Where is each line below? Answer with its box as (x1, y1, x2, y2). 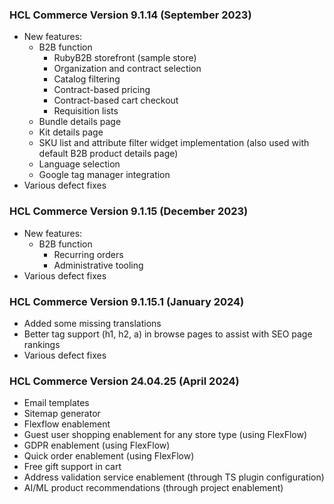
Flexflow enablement (23, 418, 111, 430)
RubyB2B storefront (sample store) (53, 52, 197, 64)
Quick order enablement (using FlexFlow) (23, 450, 195, 462)
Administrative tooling (53, 259, 144, 271)
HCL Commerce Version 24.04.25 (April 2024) (9, 374, 240, 388)
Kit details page (38, 126, 104, 138)
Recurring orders (53, 248, 124, 260)
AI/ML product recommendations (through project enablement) (23, 482, 284, 494)
